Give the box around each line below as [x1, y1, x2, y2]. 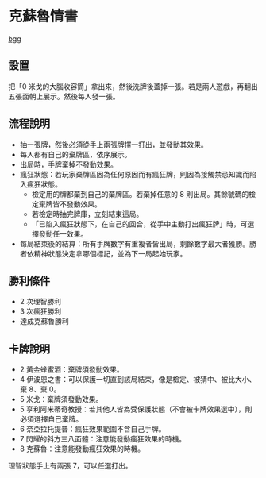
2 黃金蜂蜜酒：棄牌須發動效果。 [19, 364, 125, 374]
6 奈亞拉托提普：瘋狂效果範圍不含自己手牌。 [19, 424, 166, 434]
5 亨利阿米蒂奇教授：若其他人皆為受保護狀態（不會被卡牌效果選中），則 [19, 404, 253, 414]
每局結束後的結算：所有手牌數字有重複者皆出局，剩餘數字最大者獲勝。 [19, 239, 250, 249]
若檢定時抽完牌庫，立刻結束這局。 [31, 209, 144, 218]
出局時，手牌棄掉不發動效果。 [19, 160, 118, 169]
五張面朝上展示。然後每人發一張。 [8, 91, 120, 101]
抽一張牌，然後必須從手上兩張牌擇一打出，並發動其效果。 [19, 140, 208, 149]
